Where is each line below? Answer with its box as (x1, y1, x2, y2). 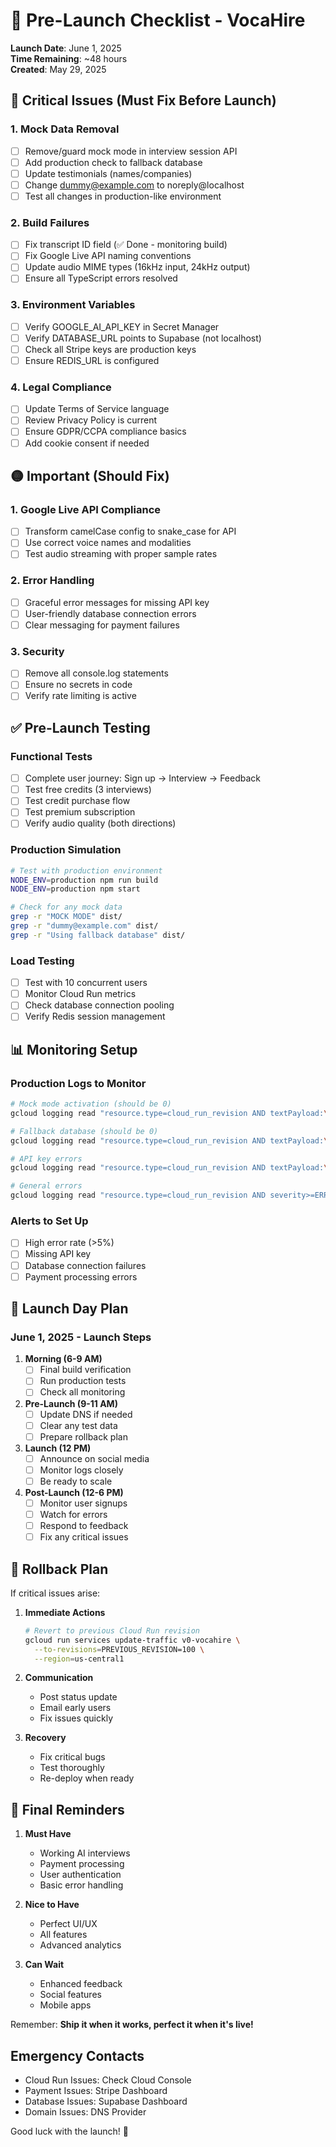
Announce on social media (39, 1452, 150, 1464)
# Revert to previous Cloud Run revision (24, 1625, 200, 1636)
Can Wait (24, 1959, 65, 1971)
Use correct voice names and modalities (24, 537, 192, 549)
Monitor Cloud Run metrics (24, 988, 137, 1000)
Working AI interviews (39, 1847, 131, 1859)
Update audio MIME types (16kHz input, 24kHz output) (24, 261, 251, 273)
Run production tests (39, 1375, 127, 1387)
